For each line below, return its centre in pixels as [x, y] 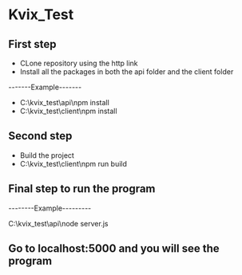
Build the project [47, 155]
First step [32, 44]
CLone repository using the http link [79, 63]
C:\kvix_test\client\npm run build [73, 163]
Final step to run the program [82, 189]
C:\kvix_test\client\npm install [68, 111]
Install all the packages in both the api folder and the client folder [127, 72]
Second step [40, 136]
